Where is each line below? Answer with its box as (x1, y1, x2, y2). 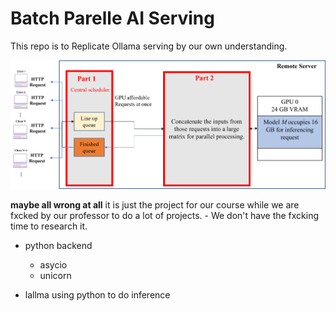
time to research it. (10, 220, 88, 232)
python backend (24, 239, 93, 251)
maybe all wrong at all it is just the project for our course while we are (10, 198, 300, 211)
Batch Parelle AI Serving (10, 7, 215, 30)
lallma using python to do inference (24, 288, 171, 301)
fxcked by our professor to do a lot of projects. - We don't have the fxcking (10, 209, 320, 221)
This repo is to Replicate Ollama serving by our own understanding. (10, 40, 288, 52)
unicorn (39, 269, 72, 281)
